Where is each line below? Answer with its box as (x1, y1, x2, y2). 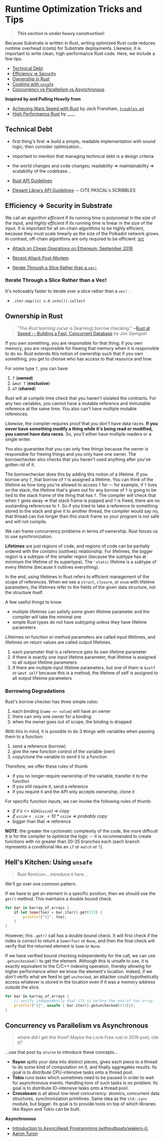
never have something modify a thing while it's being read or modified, (5, 426, 153, 432)
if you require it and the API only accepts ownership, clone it (12, 789, 135, 794)
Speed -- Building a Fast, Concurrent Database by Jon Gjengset (17, 330, 147, 336)
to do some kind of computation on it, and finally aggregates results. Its (12, 1064, 157, 1070)
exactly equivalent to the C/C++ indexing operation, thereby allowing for (5, 963, 152, 969)
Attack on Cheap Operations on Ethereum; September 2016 (12, 245, 133, 251)
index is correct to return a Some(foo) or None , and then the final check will (5, 938, 155, 944)
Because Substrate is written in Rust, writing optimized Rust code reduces (5, 40, 156, 46)
